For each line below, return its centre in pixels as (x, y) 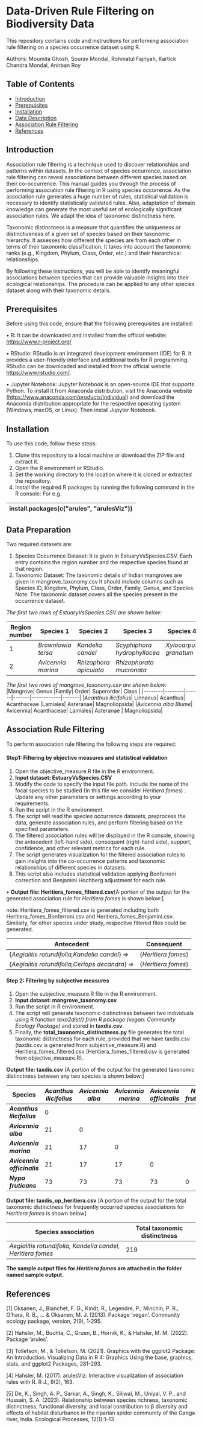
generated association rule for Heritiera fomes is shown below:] (85, 899)
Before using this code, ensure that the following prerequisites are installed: (100, 323)
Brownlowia (55, 645)
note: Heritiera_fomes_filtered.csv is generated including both (83, 910)
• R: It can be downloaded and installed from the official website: (87, 336)
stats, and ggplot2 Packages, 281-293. (54, 1364)
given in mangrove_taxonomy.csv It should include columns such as (99, 581)
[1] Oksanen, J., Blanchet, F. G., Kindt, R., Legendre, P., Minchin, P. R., (93, 1308)
